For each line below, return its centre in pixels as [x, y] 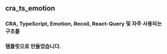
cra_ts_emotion [30, 8]
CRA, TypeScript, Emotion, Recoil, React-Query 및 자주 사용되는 [83, 24]
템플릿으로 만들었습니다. [33, 46]
